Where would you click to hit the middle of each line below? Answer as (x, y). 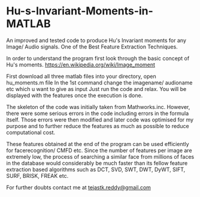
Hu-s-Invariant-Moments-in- (80, 11)
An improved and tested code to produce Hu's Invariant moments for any (96, 40)
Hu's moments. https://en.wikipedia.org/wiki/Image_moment (81, 65)
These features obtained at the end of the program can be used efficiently (98, 144)
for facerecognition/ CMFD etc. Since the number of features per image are (99, 150)
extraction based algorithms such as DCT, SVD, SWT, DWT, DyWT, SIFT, (96, 169)
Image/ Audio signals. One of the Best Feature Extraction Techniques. (92, 47)
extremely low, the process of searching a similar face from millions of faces (100, 156)
